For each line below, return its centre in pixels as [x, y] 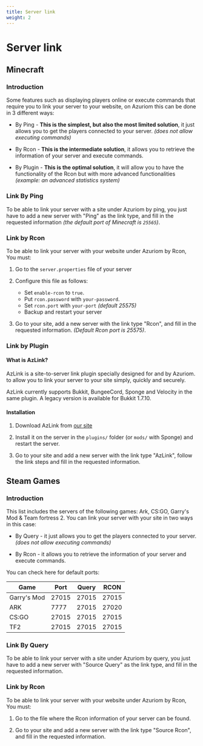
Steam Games [33, 481]
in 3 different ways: [30, 113]
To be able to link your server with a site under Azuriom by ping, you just [97, 209]
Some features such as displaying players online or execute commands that [101, 100]
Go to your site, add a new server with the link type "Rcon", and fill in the [106, 323]
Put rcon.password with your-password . [72, 299]
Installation [21, 412]
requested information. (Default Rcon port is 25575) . [81, 330]
